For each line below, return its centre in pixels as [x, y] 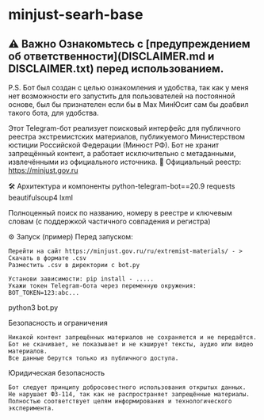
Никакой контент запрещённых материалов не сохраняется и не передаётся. [133, 338]
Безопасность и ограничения [58, 323]
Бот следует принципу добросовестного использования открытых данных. [127, 388]
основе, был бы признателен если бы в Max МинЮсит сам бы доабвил [128, 104]
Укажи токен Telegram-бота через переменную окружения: [102, 286]
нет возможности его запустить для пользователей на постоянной [122, 96]
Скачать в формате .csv [48, 258]
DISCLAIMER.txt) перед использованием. [116, 69]
